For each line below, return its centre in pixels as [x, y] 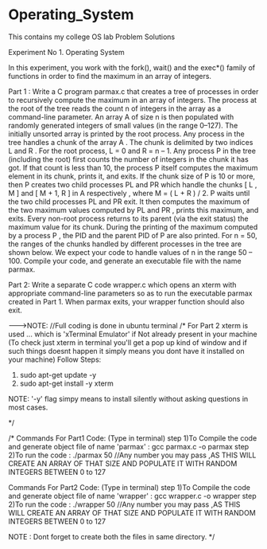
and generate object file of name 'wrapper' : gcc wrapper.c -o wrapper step [132, 496]
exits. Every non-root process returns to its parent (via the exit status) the [128, 218]
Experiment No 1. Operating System [66, 52]
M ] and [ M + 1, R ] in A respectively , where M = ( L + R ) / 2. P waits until [129, 193]
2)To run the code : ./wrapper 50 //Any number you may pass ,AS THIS [124, 504]
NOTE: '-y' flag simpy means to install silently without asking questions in [128, 398]
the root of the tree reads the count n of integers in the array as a [115, 108]
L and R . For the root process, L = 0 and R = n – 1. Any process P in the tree [132, 151]
